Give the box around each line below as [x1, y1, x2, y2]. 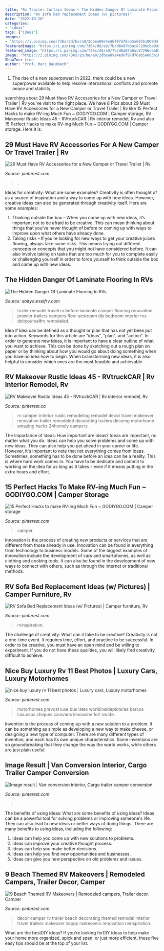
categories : [5, 21, 29, 26]
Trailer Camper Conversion [5, 769, 89, 777]
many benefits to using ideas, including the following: [5, 826, 112, 832]
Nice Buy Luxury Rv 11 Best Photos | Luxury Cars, [5, 667, 158, 675]
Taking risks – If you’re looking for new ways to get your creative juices [12, 235, 155, 241]
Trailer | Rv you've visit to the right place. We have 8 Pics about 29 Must [5, 100, 150, 106]
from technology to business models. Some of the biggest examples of [5, 548, 148, 554]
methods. [5, 568, 24, 574]
